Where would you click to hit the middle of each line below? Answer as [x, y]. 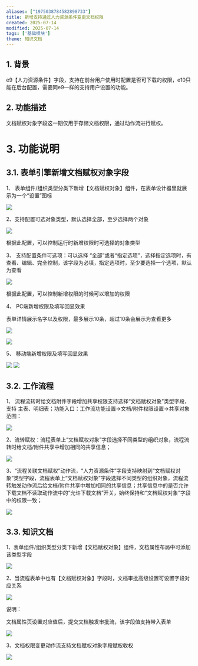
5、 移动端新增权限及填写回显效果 [47, 353]
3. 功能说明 [33, 149]
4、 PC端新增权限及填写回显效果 [46, 306]
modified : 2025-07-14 [33, 28]
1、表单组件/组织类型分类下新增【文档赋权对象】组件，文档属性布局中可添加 [98, 547]
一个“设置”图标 [34, 195]
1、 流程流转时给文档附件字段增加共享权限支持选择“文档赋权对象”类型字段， [98, 401]
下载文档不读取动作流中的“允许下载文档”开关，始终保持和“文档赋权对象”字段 [98, 493]
